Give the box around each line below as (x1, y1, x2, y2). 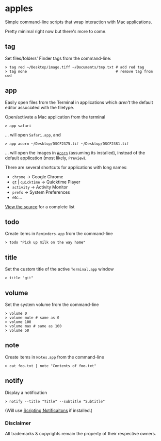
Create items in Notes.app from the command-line (5, 354, 104, 360)
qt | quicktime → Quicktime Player (12, 179, 80, 185)
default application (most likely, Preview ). (5, 155, 87, 161)
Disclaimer (5, 420, 31, 426)
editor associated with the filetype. (5, 104, 74, 110)
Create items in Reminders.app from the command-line (5, 231, 113, 237)
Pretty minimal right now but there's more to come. (5, 28, 107, 34)
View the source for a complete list (5, 204, 75, 209)
